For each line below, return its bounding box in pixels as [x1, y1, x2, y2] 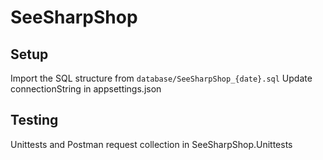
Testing [10, 112, 59, 129]
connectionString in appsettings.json [10, 83, 162, 95]
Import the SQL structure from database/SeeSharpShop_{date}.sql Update [10, 72, 313, 84]
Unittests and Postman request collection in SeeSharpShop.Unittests [10, 138, 293, 150]
